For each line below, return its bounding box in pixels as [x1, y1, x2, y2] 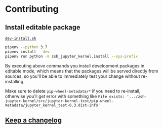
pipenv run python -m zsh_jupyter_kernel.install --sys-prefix [5, 54, 138, 59]
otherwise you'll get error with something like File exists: [5, 93, 125, 99]
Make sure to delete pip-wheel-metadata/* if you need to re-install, [5, 88, 141, 94]
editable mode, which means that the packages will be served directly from [5, 68, 159, 74]
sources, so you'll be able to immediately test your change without [5, 73, 140, 79]
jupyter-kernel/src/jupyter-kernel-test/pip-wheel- [5, 98, 114, 103]
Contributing [5, 3, 59, 15]
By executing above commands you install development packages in [5, 63, 145, 68]
